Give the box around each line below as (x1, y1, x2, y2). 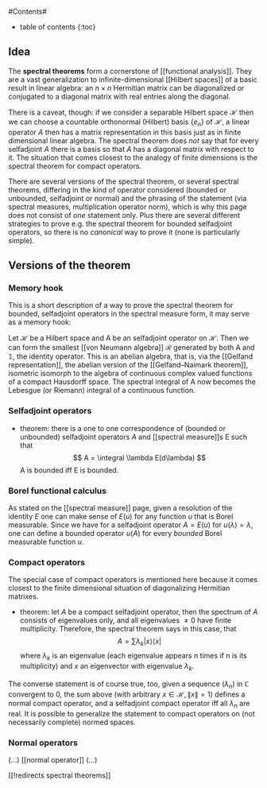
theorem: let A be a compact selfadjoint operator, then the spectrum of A (19, 607, 258, 617)
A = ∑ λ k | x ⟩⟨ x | (117, 636, 161, 647)
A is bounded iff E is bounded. (19, 465, 119, 475)
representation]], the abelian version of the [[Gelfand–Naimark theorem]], (8, 360, 249, 370)
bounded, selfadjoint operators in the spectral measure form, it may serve (8, 309, 250, 319)
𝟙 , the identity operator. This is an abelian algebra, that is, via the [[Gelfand (8, 351, 253, 361)
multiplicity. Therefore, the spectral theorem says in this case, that (19, 624, 237, 634)
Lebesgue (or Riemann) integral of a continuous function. (8, 386, 196, 395)
